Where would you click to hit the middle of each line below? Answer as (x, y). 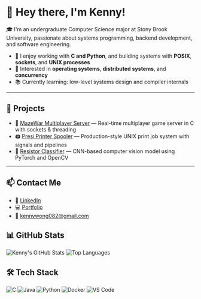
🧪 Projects (26, 108)
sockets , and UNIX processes (52, 62)
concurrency (31, 75)
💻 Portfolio (29, 207)
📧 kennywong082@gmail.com (52, 216)
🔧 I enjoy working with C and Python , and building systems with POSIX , (103, 56)
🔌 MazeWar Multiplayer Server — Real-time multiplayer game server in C (104, 123)
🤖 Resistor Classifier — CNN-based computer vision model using (95, 151)
